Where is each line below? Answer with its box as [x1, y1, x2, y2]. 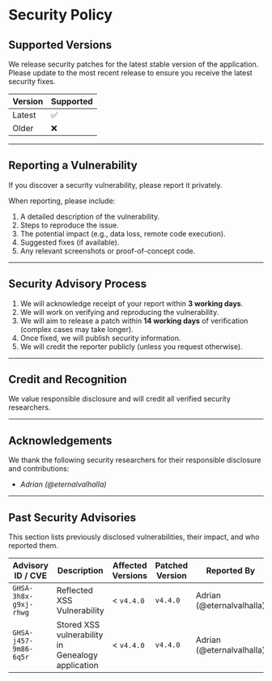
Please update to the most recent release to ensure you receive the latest [8, 68, 253, 78]
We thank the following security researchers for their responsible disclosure [8, 455, 261, 465]
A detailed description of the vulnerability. [19, 211, 160, 221]
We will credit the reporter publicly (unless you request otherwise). [19, 342, 243, 351]
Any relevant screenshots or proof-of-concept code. [19, 245, 196, 256]
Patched [155, 560, 189, 572]
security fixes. [8, 77, 56, 86]
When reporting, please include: [8, 196, 116, 206]
